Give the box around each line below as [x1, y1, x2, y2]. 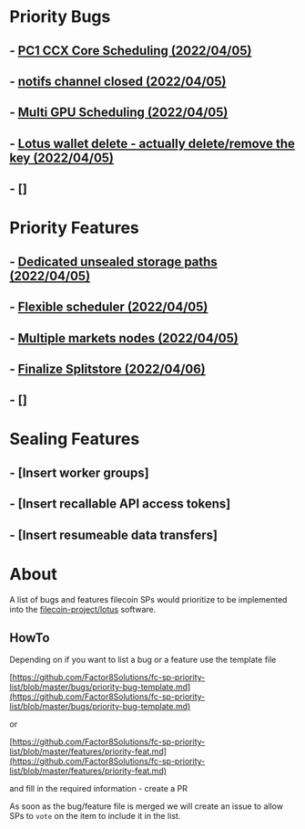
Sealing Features [9, 429, 140, 449]
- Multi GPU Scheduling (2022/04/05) [9, 105, 229, 121]
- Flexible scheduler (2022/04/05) [9, 299, 208, 315]
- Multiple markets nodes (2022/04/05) [9, 331, 239, 346]
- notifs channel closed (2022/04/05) [9, 73, 227, 89]
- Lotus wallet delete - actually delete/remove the [9, 135, 296, 152]
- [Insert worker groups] [9, 465, 149, 480]
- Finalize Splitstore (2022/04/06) [9, 361, 207, 376]
